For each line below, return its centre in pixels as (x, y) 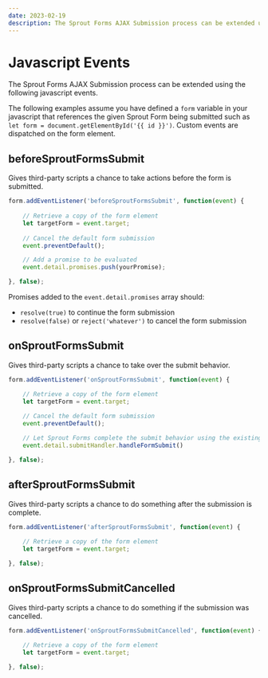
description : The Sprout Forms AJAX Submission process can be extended (132, 23)
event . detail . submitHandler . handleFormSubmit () (103, 445)
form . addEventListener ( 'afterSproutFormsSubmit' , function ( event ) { (124, 527)
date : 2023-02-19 (37, 16)
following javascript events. (53, 93)
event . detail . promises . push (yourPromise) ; (94, 268)
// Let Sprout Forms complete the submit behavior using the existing (142, 438)
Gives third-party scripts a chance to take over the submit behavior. (119, 365)
